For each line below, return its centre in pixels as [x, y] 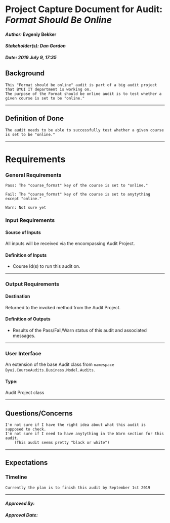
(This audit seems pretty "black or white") [62, 443]
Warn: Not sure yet [26, 208]
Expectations [27, 463]
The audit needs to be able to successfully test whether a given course [85, 130]
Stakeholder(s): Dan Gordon [35, 46]
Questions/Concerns [39, 413]
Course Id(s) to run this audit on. [46, 266]
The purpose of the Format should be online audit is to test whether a [83, 94]
